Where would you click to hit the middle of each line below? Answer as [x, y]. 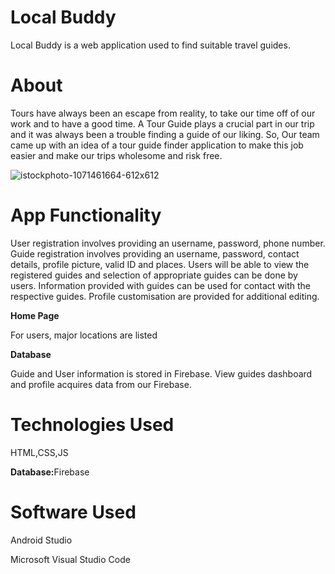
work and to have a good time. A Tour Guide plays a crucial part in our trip [162, 123]
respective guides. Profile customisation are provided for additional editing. [165, 296]
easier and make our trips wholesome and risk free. [116, 155]
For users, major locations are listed [84, 335]
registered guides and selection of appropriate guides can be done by [154, 275]
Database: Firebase [50, 472]
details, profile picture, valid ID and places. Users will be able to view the [160, 264]
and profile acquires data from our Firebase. [101, 384]
